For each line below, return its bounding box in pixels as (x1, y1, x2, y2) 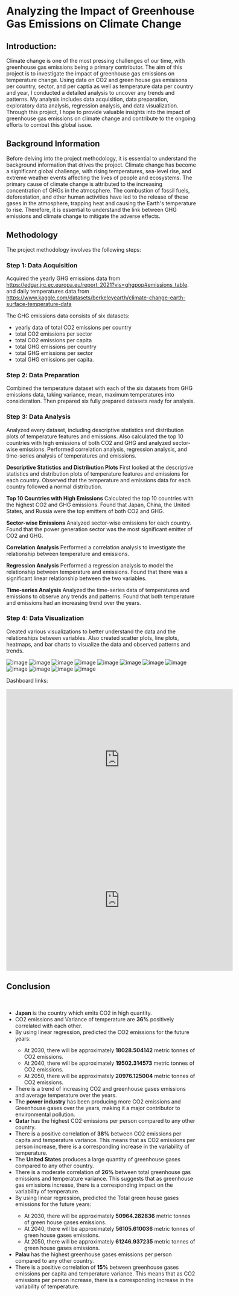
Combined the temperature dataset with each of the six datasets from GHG (6, 385, 193, 392)
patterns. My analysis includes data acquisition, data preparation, (6, 95, 169, 103)
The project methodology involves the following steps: (6, 246, 141, 253)
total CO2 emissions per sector (14, 330, 92, 337)
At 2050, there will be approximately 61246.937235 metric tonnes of (24, 1237, 196, 1245)
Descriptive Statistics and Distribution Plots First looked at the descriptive (6, 464, 194, 471)
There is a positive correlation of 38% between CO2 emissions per (14, 1130, 182, 1137)
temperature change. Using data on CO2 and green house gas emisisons (6, 77, 188, 83)
